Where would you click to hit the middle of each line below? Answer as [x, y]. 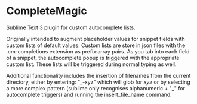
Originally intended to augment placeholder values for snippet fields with [96, 39]
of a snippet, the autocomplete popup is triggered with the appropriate [93, 58]
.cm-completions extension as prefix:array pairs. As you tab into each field [98, 51]
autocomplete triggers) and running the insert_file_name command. [89, 94]
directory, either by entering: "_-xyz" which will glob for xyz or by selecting [98, 82]
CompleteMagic [47, 11]
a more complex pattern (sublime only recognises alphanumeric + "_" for [96, 88]
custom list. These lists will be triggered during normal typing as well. [91, 64]
